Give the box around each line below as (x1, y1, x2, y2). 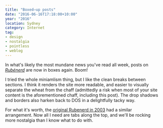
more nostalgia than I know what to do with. (5, 117, 93, 123)
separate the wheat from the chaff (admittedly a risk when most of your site (5, 87, 158, 93)
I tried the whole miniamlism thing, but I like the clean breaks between (5, 77, 146, 82)
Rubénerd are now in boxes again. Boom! (5, 67, 88, 73)
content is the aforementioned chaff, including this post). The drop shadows (5, 92, 158, 98)
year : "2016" (5, 16, 32, 21)
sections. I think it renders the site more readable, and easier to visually (5, 81, 149, 87)
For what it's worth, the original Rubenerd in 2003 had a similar (5, 106, 132, 113)
